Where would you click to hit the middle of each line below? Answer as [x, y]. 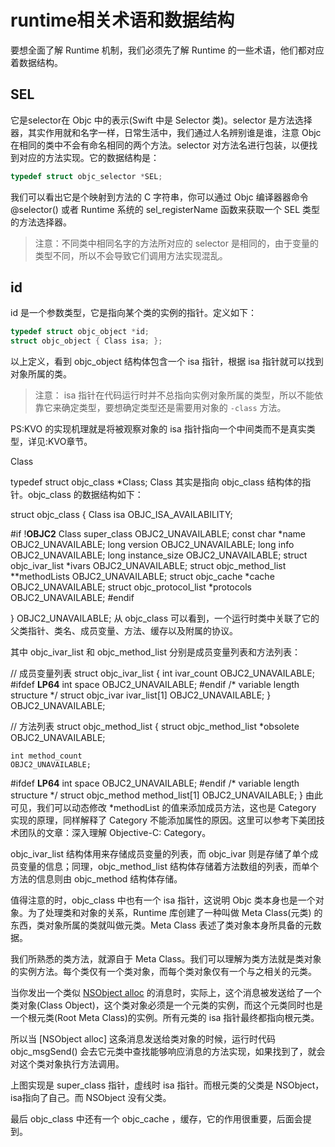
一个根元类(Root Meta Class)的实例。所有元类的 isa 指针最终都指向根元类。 [165, 1018]
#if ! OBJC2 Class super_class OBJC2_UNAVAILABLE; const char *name [158, 534]
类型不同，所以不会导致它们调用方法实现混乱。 [131, 255]
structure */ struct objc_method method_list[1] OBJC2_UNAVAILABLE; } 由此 [167, 795]
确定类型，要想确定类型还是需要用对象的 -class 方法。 [174, 408]
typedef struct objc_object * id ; [80, 332]
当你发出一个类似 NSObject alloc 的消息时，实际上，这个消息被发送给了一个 [166, 993]
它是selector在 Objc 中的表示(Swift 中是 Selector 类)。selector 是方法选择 [161, 120]
